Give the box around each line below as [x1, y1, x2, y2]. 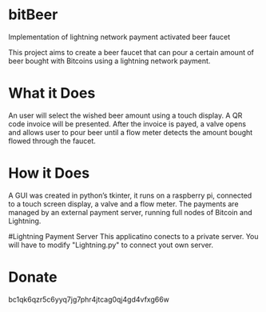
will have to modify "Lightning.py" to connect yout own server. [8, 240, 214, 250]
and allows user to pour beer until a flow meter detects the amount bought [8, 127, 253, 137]
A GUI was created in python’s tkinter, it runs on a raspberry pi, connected [8, 190, 252, 200]
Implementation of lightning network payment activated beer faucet [8, 32, 231, 42]
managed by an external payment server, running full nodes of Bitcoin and [8, 207, 253, 217]
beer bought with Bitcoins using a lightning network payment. [8, 56, 211, 66]
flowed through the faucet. [8, 136, 96, 146]
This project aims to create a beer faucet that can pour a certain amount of [8, 47, 254, 57]
